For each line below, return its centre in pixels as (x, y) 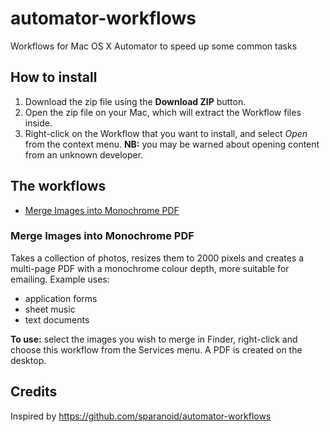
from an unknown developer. (84, 154)
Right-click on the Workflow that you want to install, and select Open (166, 133)
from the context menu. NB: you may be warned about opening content (172, 144)
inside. (38, 123)
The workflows (58, 186)
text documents (57, 319)
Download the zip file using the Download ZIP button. (135, 101)
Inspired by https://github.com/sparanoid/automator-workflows (141, 416)
